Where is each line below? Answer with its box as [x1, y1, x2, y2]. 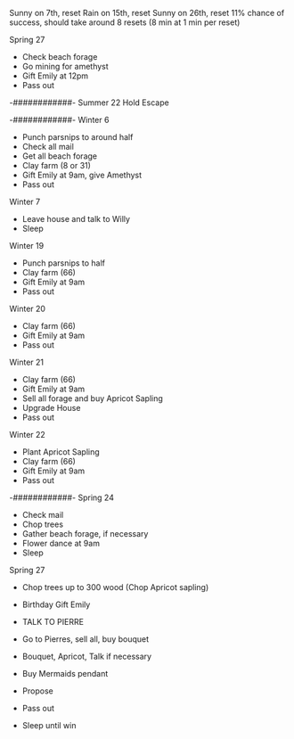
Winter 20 [9, 303, 46, 314]
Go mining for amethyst [21, 62, 109, 71]
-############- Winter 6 [9, 115, 110, 125]
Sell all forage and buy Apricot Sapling [21, 393, 163, 404]
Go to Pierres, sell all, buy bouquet [21, 634, 150, 645]
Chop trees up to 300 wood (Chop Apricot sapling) [21, 582, 209, 592]
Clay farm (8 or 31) [21, 160, 92, 170]
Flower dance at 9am [21, 538, 101, 548]
